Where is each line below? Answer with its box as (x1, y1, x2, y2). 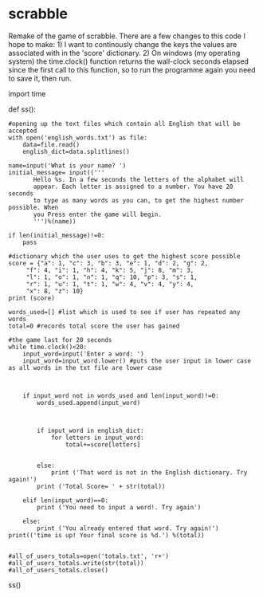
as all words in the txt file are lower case (8, 363, 162, 371)
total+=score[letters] (65, 440, 141, 449)
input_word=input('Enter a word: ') (22, 350, 145, 358)
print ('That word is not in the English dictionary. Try (50, 468, 248, 477)
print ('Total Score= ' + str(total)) (37, 482, 166, 490)
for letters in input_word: (50, 434, 145, 442)
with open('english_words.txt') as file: (8, 133, 148, 142)
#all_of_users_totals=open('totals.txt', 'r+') (8, 552, 170, 560)
